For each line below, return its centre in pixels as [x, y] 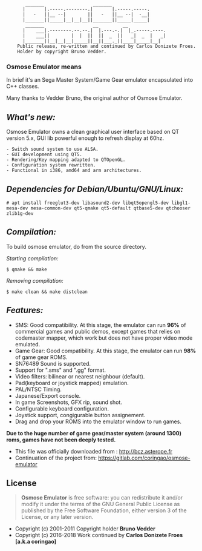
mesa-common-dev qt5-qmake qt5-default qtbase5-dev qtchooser [110, 208]
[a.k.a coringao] [35, 542]
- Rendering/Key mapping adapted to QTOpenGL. [66, 160]
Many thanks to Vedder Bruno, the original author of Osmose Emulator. [94, 98]
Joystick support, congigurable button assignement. [80, 415]
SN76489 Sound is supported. [53, 363]
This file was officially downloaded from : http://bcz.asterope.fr [94, 451]
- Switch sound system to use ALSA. [52, 150]
